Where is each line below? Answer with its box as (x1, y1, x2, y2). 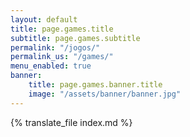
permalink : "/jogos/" (10, 42, 101, 53)
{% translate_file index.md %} (10, 116, 133, 128)
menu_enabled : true (10, 61, 92, 71)
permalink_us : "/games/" (10, 52, 114, 62)
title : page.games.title (10, 24, 114, 34)
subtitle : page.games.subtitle (10, 33, 141, 43)
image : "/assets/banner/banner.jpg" (28, 89, 182, 99)
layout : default (10, 14, 78, 25)
